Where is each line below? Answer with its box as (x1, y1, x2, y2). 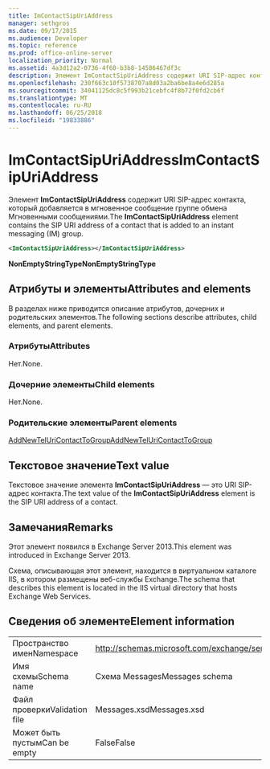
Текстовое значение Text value (8, 459, 170, 472)
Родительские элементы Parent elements (8, 417, 178, 428)
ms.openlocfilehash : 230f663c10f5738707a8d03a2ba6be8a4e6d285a (8, 79, 225, 87)
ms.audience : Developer (8, 34, 88, 43)
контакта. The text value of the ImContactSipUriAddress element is (31, 489, 256, 498)
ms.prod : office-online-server (8, 49, 113, 57)
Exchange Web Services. (8, 591, 92, 601)
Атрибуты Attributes (8, 341, 91, 352)
